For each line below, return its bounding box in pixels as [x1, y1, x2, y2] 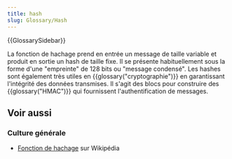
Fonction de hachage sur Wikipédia [17, 144, 121, 153]
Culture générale [7, 127, 67, 137]
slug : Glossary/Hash [7, 17, 68, 24]
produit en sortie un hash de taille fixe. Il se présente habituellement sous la [7, 57, 226, 65]
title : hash [7, 10, 42, 18]
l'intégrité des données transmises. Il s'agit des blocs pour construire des [7, 79, 219, 88]
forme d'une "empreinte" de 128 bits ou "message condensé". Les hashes [7, 64, 221, 73]
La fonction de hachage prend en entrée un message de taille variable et [7, 50, 217, 58]
